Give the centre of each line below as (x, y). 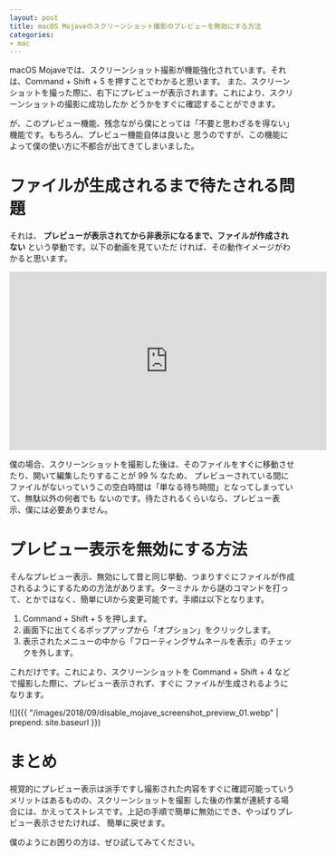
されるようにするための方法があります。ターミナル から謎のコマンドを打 (145, 588)
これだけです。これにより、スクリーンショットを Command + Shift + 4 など (150, 672)
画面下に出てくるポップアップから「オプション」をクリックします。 (149, 630)
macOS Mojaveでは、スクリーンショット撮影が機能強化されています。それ (148, 70)
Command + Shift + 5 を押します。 (87, 619)
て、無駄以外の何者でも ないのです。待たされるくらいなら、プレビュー (141, 498)
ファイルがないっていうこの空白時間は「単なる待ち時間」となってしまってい (151, 487)
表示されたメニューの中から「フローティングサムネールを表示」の (145, 642)
